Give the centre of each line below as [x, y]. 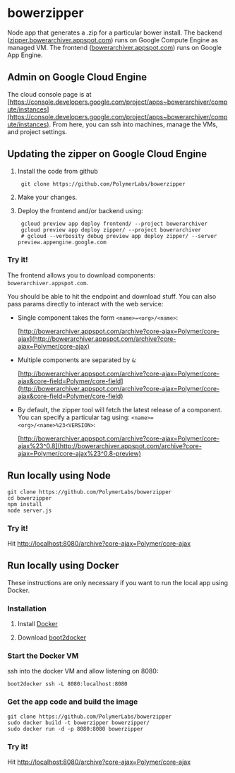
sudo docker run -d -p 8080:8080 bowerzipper [75, 729]
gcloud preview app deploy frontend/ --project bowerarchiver [114, 224]
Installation [27, 609]
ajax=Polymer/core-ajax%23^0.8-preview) [79, 453]
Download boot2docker [52, 637]
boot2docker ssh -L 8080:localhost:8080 [68, 684]
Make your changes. [47, 197]
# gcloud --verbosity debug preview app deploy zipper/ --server [119, 236]
